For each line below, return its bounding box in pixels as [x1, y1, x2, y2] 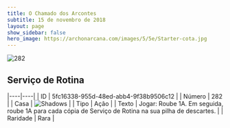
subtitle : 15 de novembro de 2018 [7, 16, 106, 23]
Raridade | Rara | [7, 114, 55, 122]
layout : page [7, 23, 45, 29]
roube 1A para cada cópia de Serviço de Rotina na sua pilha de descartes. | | [7, 107, 224, 115]
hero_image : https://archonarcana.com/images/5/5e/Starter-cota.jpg [7, 36, 207, 42]
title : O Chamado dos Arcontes [7, 10, 97, 17]
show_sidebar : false [7, 29, 67, 36]
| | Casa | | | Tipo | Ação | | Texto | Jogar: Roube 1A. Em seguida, [7, 99, 224, 107]
